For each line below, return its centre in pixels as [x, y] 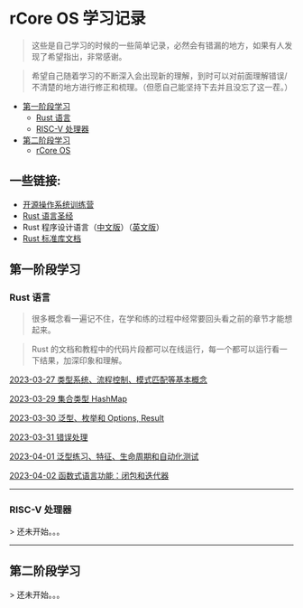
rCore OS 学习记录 [78, 19]
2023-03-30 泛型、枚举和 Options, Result [87, 418]
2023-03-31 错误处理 [49, 437]
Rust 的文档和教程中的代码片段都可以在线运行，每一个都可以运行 [151, 350]
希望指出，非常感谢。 [87, 56]
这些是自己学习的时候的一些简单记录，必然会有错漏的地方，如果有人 [158, 45]
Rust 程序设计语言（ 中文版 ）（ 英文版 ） [93, 227]
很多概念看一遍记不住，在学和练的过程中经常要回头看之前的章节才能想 [162, 319]
